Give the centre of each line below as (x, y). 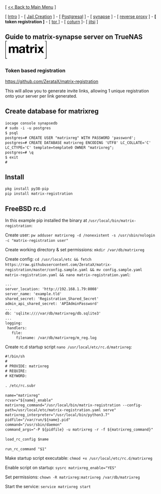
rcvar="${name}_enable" (29, 400)
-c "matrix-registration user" (37, 241)
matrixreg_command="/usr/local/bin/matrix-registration (63, 405)
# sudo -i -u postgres (28, 128)
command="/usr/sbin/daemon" (34, 425)
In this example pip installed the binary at (46, 220)
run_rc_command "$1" (26, 449)
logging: (14, 323)
